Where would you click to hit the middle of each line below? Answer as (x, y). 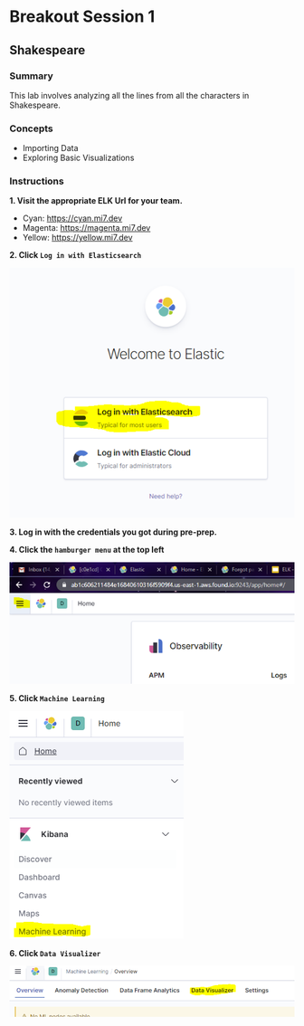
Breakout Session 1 (82, 17)
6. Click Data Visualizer (55, 953)
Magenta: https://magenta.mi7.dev (86, 228)
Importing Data (50, 148)
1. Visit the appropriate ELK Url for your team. (96, 201)
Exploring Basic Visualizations (78, 158)
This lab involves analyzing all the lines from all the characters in (129, 95)
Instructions (37, 181)
